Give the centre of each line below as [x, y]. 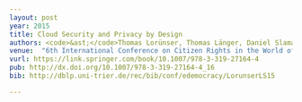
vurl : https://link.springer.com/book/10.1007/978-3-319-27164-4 [134, 59]
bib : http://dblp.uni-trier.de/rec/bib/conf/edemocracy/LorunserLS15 [142, 76]
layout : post [34, 17]
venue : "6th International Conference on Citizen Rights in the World [146, 51]
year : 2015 [30, 26]
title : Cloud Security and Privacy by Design [96, 34]
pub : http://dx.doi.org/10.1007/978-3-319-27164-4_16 [112, 68]
